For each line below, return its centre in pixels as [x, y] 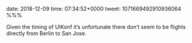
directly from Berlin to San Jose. [46, 33]
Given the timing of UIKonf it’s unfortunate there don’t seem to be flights [96, 27]
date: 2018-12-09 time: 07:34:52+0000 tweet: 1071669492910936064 [94, 9]
